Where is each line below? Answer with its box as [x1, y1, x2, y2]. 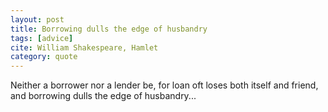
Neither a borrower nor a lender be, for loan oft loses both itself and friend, [10, 79, 319, 91]
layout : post [10, 14, 65, 25]
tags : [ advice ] [10, 33, 74, 43]
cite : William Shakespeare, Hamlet [10, 42, 159, 53]
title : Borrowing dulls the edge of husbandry [10, 24, 208, 34]
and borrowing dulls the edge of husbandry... [10, 90, 197, 102]
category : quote [10, 52, 78, 62]
